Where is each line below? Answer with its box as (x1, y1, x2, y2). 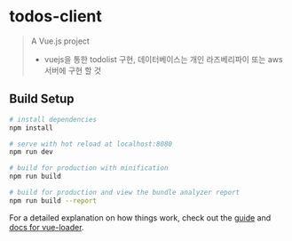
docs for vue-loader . (9, 221, 84, 232)
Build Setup (9, 92, 75, 107)
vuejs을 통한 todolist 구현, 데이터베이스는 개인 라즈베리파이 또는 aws (43, 53, 283, 64)
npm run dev (9, 148, 53, 157)
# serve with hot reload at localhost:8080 (9, 140, 173, 149)
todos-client (9, 6, 102, 27)
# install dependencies (9, 115, 98, 124)
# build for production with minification (9, 164, 169, 173)
